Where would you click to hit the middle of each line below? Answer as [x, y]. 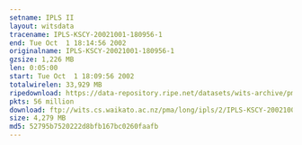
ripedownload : [36, 93]
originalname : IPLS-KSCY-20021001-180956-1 [92, 51]
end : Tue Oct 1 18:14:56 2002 [68, 43]
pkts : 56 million [42, 101]
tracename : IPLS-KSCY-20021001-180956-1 [86, 34]
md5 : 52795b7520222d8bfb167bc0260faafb [84, 127]
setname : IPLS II [42, 18]
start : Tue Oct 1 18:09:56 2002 [72, 77]
